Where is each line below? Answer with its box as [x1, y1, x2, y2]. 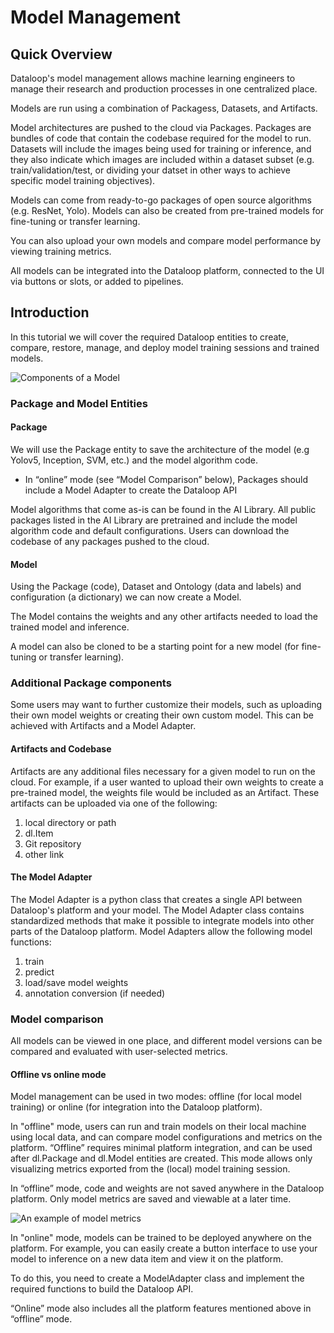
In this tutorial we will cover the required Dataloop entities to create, [10, 331, 289, 343]
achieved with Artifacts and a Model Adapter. [10, 720, 197, 732]
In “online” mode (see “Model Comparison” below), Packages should [24, 473, 309, 485]
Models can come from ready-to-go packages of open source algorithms [10, 194, 312, 206]
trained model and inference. [10, 621, 130, 633]
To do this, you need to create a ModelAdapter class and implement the [10, 1272, 305, 1285]
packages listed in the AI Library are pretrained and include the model [10, 514, 298, 526]
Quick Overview [10, 46, 113, 63]
